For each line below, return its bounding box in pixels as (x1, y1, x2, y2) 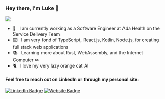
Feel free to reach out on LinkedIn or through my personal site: (5, 76, 139, 82)
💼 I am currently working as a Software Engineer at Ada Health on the (12, 25, 160, 32)
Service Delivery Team (12, 31, 60, 37)
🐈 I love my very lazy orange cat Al (12, 63, 89, 69)
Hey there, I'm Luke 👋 (5, 5, 59, 12)
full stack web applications (12, 44, 69, 50)
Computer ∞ (12, 57, 39, 63)
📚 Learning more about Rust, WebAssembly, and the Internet (12, 50, 143, 56)
